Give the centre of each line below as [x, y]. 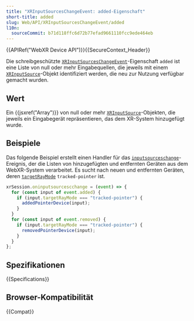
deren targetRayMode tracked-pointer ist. [56, 176]
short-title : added [30, 17]
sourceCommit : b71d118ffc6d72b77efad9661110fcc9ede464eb [82, 33]
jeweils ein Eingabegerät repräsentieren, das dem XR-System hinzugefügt [95, 118]
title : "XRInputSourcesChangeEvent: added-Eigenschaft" [76, 11]
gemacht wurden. [27, 80]
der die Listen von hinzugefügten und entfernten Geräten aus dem [108, 163]
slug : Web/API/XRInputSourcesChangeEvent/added [65, 22]
